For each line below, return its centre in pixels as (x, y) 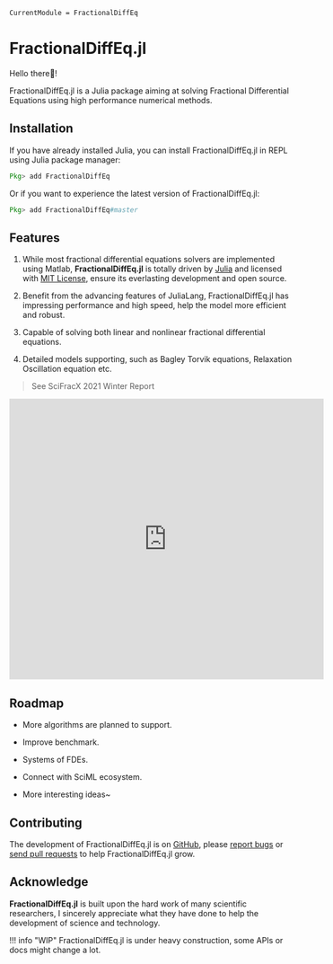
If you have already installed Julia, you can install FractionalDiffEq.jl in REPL (149, 150)
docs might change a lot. (55, 950)
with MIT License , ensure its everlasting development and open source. (154, 279)
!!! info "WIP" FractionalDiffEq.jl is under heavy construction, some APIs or (146, 940)
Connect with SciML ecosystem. (82, 777)
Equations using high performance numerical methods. (111, 100)
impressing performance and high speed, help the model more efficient (154, 305)
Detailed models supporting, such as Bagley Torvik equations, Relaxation (157, 359)
